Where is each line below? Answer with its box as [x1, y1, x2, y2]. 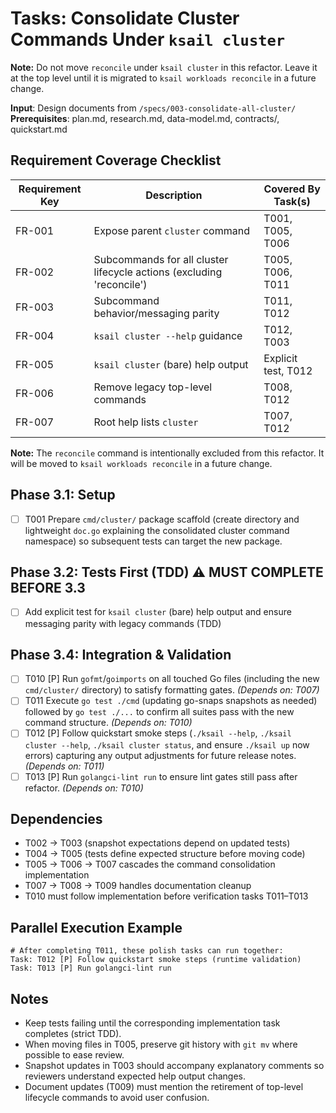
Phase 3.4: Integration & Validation [10, 646, 232, 663]
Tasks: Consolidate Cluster [10, 7, 240, 30]
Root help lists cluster [93, 415, 199, 429]
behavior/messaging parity [93, 306, 220, 320]
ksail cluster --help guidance [93, 328, 243, 342]
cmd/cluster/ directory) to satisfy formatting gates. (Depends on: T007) [24, 684, 320, 696]
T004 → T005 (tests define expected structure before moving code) [24, 848, 306, 860]
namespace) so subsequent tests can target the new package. [24, 535, 283, 547]
